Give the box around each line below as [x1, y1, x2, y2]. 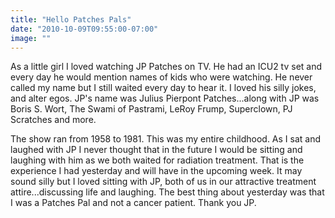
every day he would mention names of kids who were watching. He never [10, 71, 313, 83]
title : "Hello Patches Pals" [10, 14, 132, 25]
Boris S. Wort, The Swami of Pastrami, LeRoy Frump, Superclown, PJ [10, 103, 293, 115]
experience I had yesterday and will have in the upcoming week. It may [10, 165, 303, 177]
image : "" [10, 33, 52, 43]
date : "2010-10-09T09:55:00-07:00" [10, 24, 159, 34]
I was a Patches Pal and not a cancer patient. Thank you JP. [10, 197, 257, 209]
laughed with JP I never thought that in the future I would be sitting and [10, 144, 303, 156]
